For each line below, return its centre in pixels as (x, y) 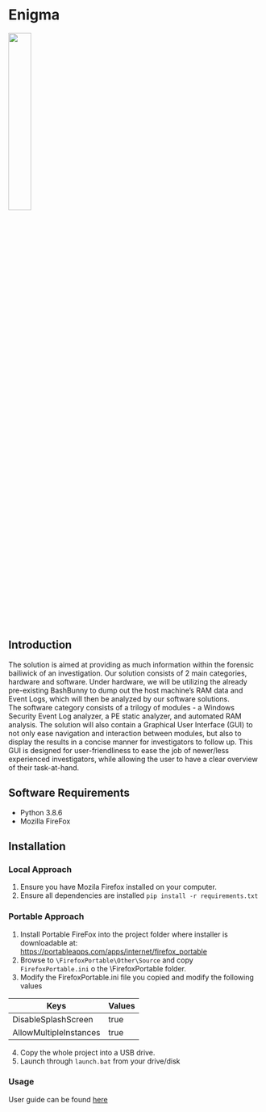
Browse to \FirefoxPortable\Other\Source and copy (106, 960)
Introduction (40, 645)
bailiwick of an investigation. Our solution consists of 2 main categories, (128, 673)
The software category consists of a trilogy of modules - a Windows (122, 707)
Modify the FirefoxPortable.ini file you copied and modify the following (137, 977)
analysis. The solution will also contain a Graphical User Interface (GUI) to (131, 724)
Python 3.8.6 (41, 812)
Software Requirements (69, 793)
